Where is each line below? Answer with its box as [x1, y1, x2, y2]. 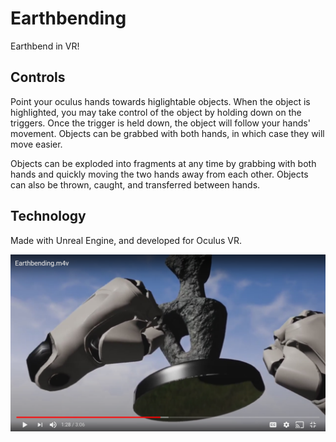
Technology [10, 208, 87, 225]
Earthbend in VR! [10, 40, 80, 52]
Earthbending [10, 7, 127, 30]
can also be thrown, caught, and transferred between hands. [10, 178, 261, 191]
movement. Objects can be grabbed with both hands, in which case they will [10, 127, 325, 139]
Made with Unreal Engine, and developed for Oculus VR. [10, 234, 243, 246]
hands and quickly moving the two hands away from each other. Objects [10, 168, 309, 180]
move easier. [10, 138, 63, 150]
